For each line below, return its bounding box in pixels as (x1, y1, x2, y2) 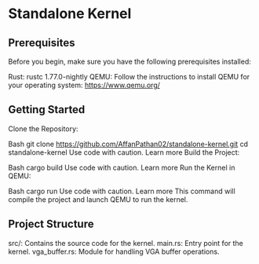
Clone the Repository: (8, 123, 78, 134)
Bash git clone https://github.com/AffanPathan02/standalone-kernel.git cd (8, 139, 249, 148)
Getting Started (8, 103, 86, 116)
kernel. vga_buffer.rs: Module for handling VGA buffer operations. (8, 247, 220, 256)
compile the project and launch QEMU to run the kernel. (8, 194, 188, 204)
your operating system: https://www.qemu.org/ (8, 80, 161, 90)
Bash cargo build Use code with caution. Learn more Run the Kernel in (8, 163, 235, 172)
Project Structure (8, 218, 94, 231)
